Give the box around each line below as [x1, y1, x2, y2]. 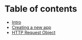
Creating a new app [11, 24, 52, 30]
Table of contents [4, 3, 78, 14]
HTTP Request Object [11, 29, 56, 35]
